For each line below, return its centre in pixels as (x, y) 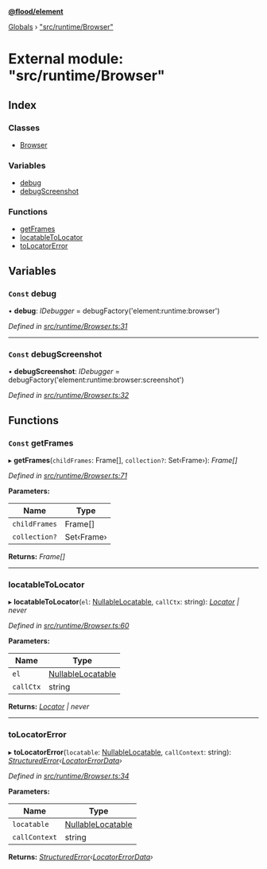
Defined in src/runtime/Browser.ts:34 (69, 776)
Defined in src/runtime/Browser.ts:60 (69, 626)
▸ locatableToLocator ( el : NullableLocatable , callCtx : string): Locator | (124, 602)
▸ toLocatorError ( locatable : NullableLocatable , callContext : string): (120, 752)
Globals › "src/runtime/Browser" (61, 27)
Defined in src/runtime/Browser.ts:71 (68, 476)
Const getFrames (41, 442)
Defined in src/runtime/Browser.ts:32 (69, 396)
